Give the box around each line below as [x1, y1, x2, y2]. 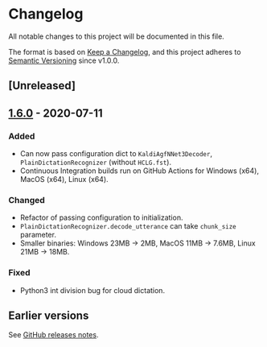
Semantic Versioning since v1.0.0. [8, 56, 120, 65]
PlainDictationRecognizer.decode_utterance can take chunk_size [19, 221, 237, 231]
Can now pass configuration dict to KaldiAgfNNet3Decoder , [19, 149, 213, 159]
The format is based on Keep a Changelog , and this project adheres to [8, 47, 241, 56]
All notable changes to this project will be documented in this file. [8, 31, 225, 41]
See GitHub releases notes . [8, 330, 99, 340]
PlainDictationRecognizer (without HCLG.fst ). [19, 158, 171, 167]
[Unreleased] [8, 79, 76, 93]
